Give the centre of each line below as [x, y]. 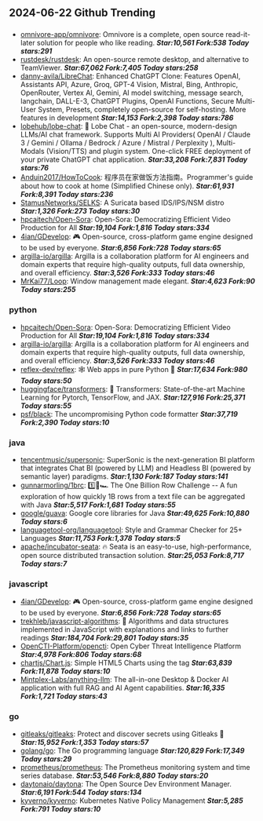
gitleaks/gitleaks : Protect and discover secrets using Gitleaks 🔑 [122, 734]
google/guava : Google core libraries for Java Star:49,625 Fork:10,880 [135, 513]
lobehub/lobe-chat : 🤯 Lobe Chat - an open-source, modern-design [129, 126]
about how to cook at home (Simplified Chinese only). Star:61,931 [127, 186]
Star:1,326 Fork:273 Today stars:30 [80, 211]
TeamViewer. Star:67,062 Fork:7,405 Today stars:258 [109, 68]
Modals [33, 151]
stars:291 [36, 51]
